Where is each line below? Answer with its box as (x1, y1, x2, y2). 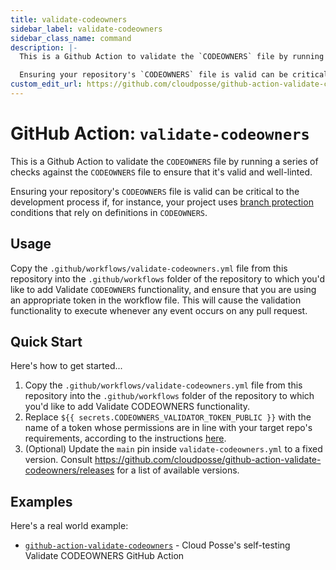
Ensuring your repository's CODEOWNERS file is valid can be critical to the (10, 185, 300, 197)
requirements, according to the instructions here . (24, 432, 227, 445)
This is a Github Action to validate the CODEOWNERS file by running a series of (10, 155, 319, 167)
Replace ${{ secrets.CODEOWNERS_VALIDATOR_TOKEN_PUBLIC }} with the (24, 411, 312, 423)
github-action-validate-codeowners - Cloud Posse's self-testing (24, 539, 291, 551)
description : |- (10, 42, 78, 53)
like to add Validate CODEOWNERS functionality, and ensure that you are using (10, 283, 317, 295)
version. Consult (24, 454, 93, 466)
